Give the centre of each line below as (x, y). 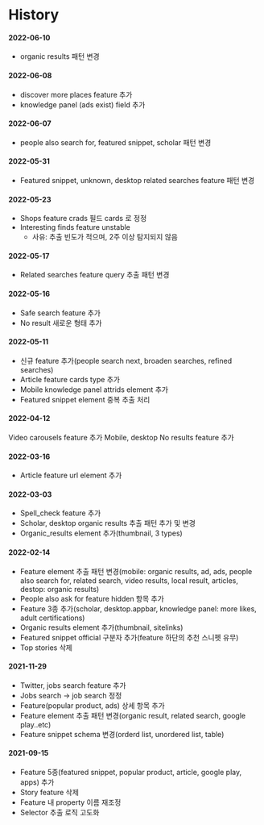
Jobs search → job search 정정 (71, 695)
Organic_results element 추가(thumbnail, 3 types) (101, 533)
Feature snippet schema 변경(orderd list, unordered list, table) (122, 734)
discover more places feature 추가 (76, 94)
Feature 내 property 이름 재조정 (70, 802)
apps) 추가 (37, 782)
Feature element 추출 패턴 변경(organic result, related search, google (133, 715)
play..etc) (35, 724)
